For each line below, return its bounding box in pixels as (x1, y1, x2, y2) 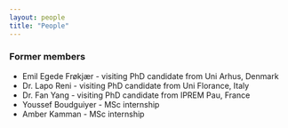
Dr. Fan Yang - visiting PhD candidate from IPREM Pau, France (21, 90, 251, 100)
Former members (9, 51, 86, 63)
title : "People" (9, 21, 69, 30)
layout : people (9, 12, 66, 22)
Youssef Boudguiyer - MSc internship (21, 99, 160, 109)
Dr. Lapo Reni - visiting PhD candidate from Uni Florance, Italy (21, 80, 250, 91)
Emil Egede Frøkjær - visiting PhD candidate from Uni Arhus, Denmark (21, 70, 279, 81)
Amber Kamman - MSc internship (21, 108, 145, 119)
